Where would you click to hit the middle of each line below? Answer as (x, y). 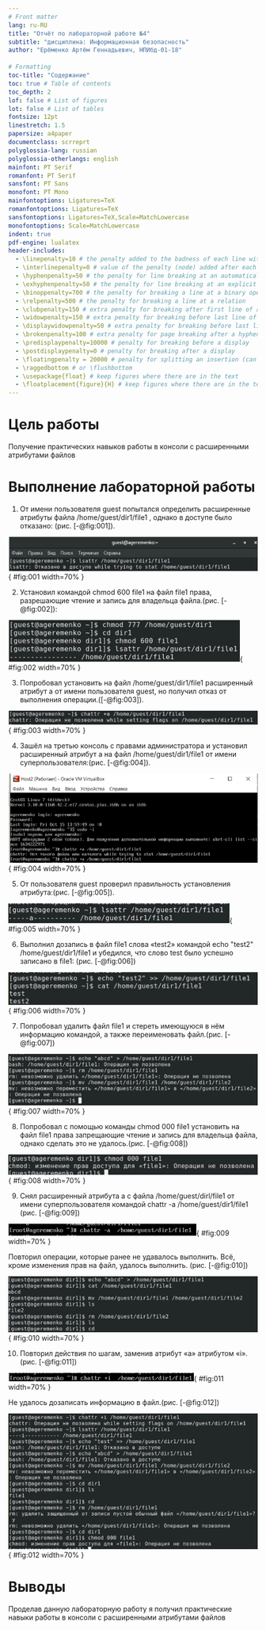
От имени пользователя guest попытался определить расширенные (135, 509)
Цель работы (54, 425)
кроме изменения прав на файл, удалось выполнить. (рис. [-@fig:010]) (128, 1265)
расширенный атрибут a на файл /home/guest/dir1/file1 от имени (128, 754)
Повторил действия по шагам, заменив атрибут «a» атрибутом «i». (133, 1353)
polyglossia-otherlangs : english (63, 158)
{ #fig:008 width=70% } (47, 1181)
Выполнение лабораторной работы (132, 487)
